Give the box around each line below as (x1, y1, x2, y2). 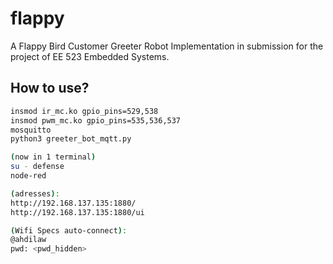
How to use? (10, 80, 90, 97)
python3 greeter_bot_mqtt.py (10, 134, 132, 144)
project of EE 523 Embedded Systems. (10, 50, 170, 62)
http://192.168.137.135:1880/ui (10, 207, 145, 217)
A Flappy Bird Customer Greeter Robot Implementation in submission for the (10, 40, 324, 52)
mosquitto (10, 125, 52, 135)
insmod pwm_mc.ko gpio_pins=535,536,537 (10, 115, 182, 126)
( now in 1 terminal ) (10, 152, 97, 162)
